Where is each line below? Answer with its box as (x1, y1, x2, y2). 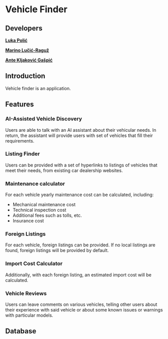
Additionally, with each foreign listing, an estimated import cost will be (5, 271, 152, 278)
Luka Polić (5, 37, 28, 43)
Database (5, 327, 37, 335)
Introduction (5, 72, 46, 80)
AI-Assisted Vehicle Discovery (5, 116, 82, 123)
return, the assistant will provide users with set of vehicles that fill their (5, 132, 153, 138)
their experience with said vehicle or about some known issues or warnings (5, 306, 163, 313)
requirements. (5, 137, 35, 144)
